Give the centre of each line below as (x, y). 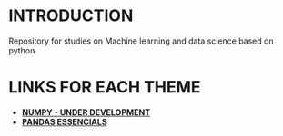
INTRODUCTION (71, 16)
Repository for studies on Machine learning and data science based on (141, 41)
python (22, 50)
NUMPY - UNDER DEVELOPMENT (86, 112)
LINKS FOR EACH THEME (105, 87)
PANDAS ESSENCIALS (64, 121)
